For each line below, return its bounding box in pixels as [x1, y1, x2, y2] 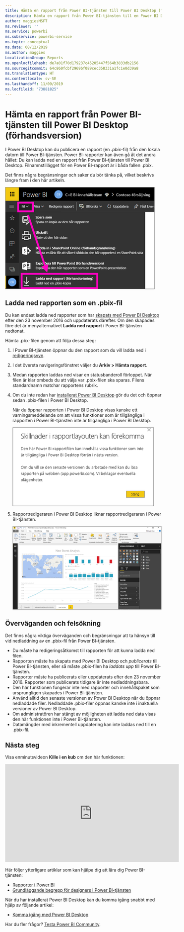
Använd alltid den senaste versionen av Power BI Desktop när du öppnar [12, 695, 161, 701]
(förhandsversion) [5, 130, 82, 141]
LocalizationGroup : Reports [5, 55, 63, 60]
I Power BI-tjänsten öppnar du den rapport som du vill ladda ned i [12, 347, 146, 353]
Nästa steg [5, 741, 40, 749]
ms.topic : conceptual [5, 40, 50, 45]
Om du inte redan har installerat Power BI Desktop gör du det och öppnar [12, 392, 162, 398]
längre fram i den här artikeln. [5, 177, 65, 183]
